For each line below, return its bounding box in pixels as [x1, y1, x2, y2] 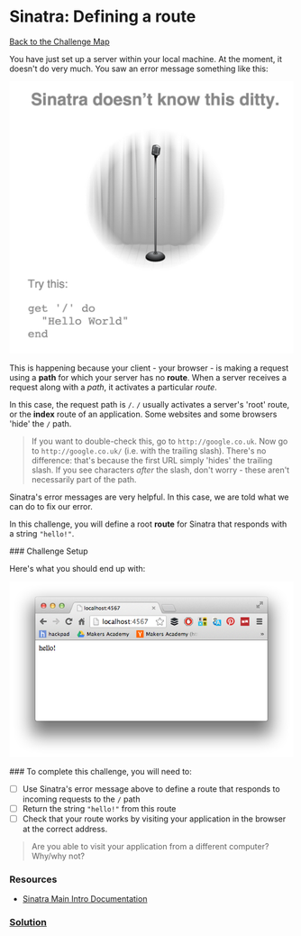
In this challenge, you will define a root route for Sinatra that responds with [9, 518, 287, 529]
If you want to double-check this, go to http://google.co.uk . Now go [31, 436, 288, 446]
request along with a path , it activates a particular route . [9, 381, 218, 392]
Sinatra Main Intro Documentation [22, 894, 148, 904]
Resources [9, 873, 58, 886]
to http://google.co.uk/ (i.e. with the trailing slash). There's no [31, 445, 267, 456]
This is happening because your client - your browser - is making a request [9, 362, 289, 373]
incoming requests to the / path [22, 794, 141, 804]
